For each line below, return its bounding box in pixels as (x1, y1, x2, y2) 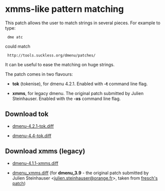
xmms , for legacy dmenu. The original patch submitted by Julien (12, 90, 144, 96)
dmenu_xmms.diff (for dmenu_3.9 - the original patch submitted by (12, 170, 149, 176)
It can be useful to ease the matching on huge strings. (5, 61, 115, 67)
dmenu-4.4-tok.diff (12, 133, 52, 139)
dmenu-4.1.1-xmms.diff (12, 160, 59, 166)
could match (5, 43, 31, 49)
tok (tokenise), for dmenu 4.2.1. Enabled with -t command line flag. (12, 81, 148, 87)
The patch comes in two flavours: (5, 71, 73, 77)
